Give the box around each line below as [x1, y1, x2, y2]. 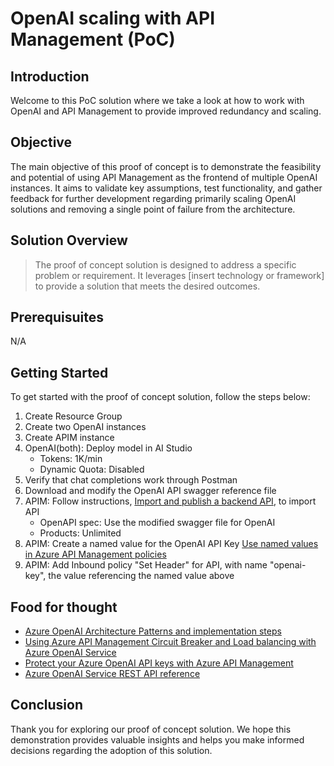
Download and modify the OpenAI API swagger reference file [24, 485, 277, 497]
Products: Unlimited [39, 527, 122, 539]
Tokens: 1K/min [39, 453, 103, 465]
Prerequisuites [10, 309, 104, 326]
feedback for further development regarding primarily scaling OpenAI [10, 192, 297, 204]
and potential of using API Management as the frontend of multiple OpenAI [10, 171, 318, 183]
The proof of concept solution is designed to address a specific [34, 258, 297, 271]
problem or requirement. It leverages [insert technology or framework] [34, 269, 325, 281]
